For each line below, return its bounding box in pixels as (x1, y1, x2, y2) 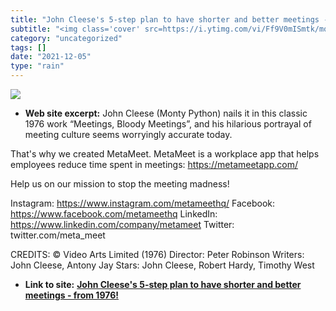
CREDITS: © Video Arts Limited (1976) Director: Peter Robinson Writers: (10, 249, 305, 260)
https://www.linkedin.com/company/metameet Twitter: (10, 219, 235, 230)
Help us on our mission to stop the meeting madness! (10, 178, 230, 190)
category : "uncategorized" (10, 33, 123, 43)
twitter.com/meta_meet (10, 229, 106, 241)
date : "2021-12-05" (10, 52, 92, 62)
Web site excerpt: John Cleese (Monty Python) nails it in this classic (24, 107, 308, 119)
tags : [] (10, 42, 47, 53)
